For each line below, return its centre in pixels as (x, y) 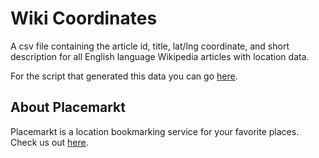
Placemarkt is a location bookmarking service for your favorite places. (155, 131)
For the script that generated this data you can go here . (124, 76)
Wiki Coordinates (84, 18)
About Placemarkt (68, 107)
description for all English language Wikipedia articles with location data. (160, 56)
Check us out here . (49, 142)
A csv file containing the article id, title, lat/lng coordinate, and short (150, 46)
